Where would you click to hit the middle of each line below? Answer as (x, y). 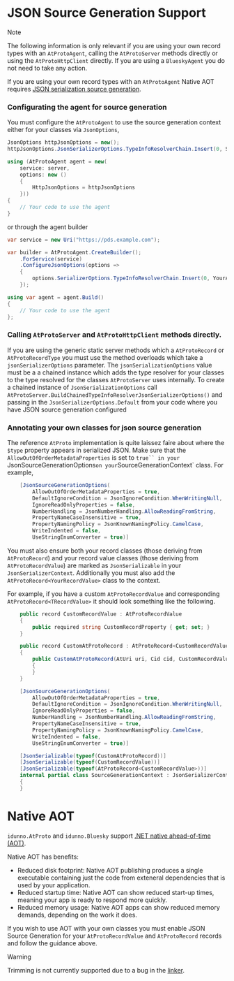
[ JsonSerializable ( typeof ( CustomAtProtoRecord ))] (93, 756)
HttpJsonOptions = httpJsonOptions (84, 188)
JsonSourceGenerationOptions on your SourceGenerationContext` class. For (116, 465)
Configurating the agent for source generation (87, 107)
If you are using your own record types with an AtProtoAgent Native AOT (111, 81)
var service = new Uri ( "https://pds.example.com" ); (84, 240)
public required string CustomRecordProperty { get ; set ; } (121, 627)
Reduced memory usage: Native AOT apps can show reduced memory (119, 907)
